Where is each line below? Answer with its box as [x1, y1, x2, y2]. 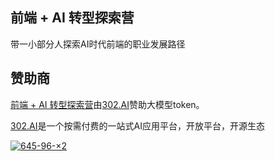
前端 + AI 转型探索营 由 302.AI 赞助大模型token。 [10, 98, 205, 110]
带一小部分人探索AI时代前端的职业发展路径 [10, 38, 186, 50]
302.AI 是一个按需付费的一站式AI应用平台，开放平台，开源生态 [10, 119, 265, 132]
